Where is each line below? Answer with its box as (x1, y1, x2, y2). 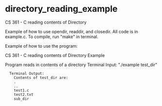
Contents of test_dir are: (14, 75, 68, 80)
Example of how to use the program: (5, 43, 78, 49)
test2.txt (14, 92, 34, 97)
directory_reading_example (5, 3, 118, 14)
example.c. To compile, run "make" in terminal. (5, 34, 98, 40)
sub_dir (14, 96, 29, 101)
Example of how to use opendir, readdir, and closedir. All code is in (5, 28, 138, 34)
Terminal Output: (9, 71, 45, 76)
